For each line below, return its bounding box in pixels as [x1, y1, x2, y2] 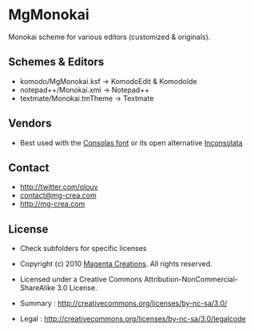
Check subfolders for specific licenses [19, 244, 147, 253]
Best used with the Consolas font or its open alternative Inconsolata [19, 138, 243, 147]
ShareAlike [19, 283, 56, 293]
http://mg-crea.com [19, 199, 85, 209]
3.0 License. [57, 283, 97, 293]
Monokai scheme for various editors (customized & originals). [8, 32, 211, 42]
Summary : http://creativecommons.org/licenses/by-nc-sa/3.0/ [19, 298, 228, 309]
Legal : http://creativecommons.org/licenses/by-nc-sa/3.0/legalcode [19, 314, 246, 324]
